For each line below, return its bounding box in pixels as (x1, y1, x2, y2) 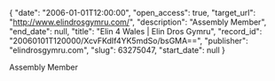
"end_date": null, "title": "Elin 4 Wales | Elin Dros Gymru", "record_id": (9, 26, 263, 36)
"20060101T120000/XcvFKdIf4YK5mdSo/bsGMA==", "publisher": (9, 35, 248, 46)
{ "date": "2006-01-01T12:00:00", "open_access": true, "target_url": (9, 8, 256, 18)
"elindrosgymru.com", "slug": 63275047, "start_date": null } (9, 45, 226, 55)
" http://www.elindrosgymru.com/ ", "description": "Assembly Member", (9, 17, 267, 27)
